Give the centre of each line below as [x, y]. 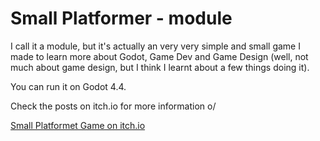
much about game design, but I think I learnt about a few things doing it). [160, 67]
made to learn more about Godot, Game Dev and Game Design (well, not [159, 56]
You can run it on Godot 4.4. [68, 86]
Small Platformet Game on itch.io [78, 125]
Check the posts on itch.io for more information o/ [113, 106]
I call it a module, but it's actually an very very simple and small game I [155, 46]
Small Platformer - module [121, 18]
